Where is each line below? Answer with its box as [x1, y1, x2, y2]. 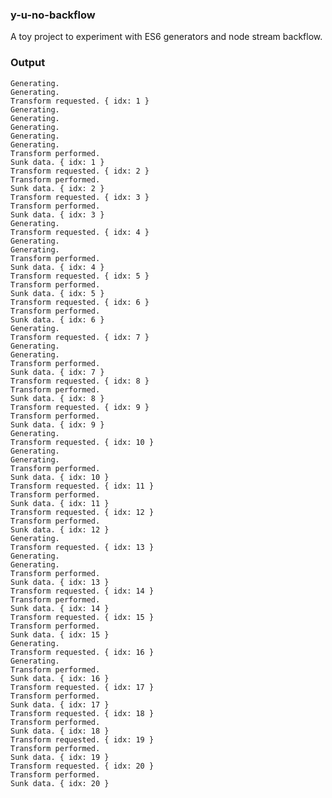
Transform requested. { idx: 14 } [10, 586, 155, 596]
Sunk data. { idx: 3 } [10, 209, 105, 220]
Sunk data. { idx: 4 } [10, 262, 105, 272]
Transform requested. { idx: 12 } [10, 507, 155, 517]
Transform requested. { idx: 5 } [10, 271, 150, 281]
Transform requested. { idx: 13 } [10, 542, 155, 552]
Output [10, 56, 46, 70]
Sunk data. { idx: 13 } [10, 577, 110, 587]
